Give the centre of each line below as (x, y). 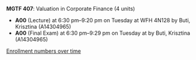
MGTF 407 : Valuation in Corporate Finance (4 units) (71, 9)
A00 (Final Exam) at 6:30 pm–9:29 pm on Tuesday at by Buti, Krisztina (103, 33)
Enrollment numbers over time (44, 51)
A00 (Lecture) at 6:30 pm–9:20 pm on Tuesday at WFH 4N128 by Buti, (103, 20)
